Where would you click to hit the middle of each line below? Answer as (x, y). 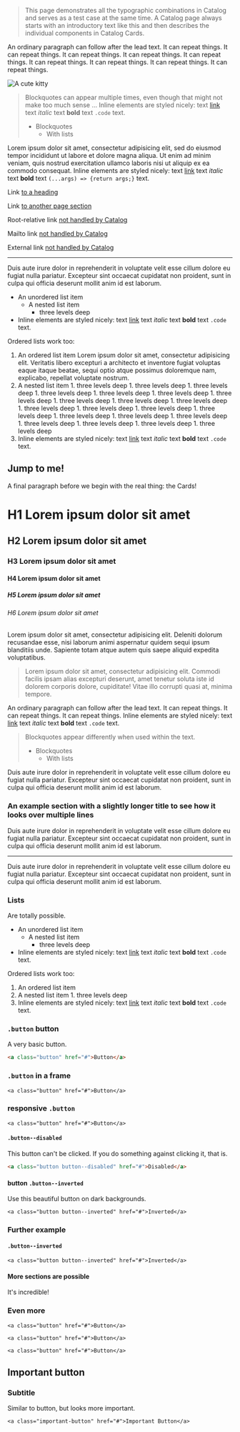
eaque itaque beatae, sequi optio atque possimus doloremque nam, (117, 370)
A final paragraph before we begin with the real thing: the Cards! (102, 486)
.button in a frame (39, 1076)
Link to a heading (33, 192)
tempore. (38, 694)
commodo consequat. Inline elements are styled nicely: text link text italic (115, 170)
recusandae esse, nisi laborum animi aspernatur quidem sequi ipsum (109, 642)
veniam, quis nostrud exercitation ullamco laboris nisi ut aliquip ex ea (109, 163)
